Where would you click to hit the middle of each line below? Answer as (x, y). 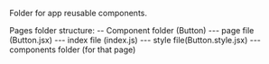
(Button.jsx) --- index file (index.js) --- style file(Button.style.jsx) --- (135, 40)
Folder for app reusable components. (78, 13)
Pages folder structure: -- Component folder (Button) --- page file (132, 30)
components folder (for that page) (73, 50)
